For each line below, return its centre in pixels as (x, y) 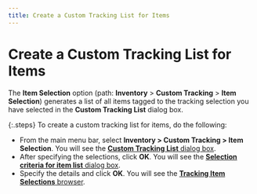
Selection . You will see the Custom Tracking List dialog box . (118, 148)
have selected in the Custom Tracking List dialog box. (96, 109)
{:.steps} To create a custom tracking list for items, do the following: (118, 124)
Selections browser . (52, 181)
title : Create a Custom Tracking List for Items (89, 15)
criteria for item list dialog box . (70, 165)
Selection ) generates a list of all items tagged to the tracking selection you (128, 101)
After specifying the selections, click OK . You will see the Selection (128, 156)
